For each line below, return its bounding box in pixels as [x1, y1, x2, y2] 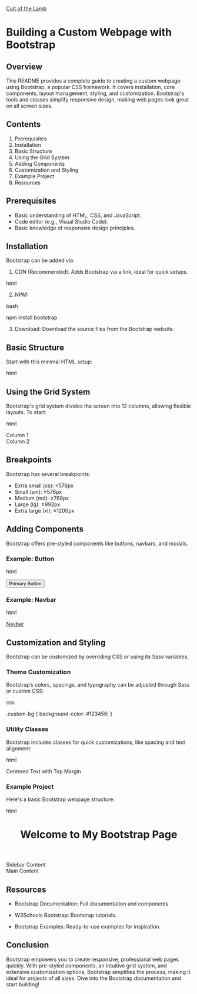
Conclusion [6, 940, 49, 950]
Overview [6, 61, 43, 71]
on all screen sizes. [6, 103, 53, 109]
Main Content [6, 867, 39, 875]
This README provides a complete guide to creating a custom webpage [6, 77, 181, 84]
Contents [6, 119, 41, 129]
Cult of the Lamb [6, 5, 47, 12]
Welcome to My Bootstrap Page [20, 828, 178, 841]
